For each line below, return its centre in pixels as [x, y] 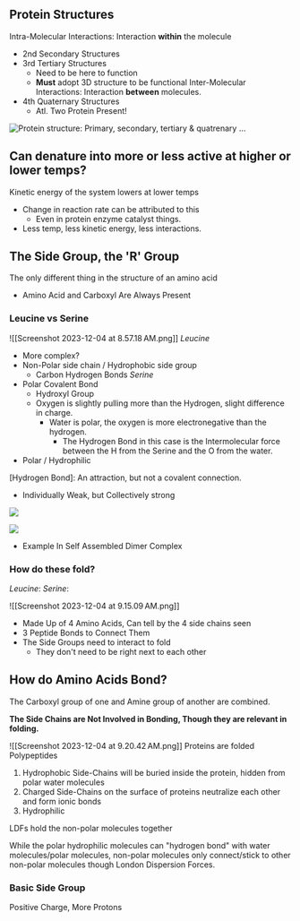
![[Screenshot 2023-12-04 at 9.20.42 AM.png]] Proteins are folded [132, 745]
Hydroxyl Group [64, 393]
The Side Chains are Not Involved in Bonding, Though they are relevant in [148, 719]
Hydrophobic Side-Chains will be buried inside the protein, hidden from [154, 772]
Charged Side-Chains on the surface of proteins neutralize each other [151, 791]
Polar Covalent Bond [60, 383]
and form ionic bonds [61, 801]
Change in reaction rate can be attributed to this [111, 209]
